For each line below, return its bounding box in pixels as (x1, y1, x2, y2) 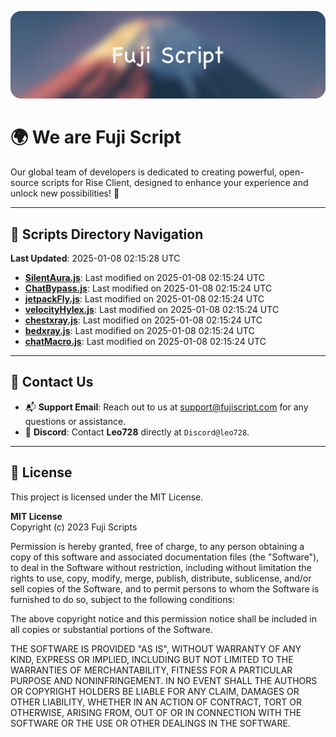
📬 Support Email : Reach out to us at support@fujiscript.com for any (24, 401, 309, 413)
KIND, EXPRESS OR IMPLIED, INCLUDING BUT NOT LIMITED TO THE (10, 653, 294, 665)
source (10, 177, 40, 189)
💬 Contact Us (10, 374, 94, 391)
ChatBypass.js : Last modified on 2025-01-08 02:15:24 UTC (24, 282, 273, 295)
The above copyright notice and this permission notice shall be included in (10, 612, 317, 625)
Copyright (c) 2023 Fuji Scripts (10, 521, 138, 533)
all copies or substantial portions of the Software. (10, 623, 213, 635)
